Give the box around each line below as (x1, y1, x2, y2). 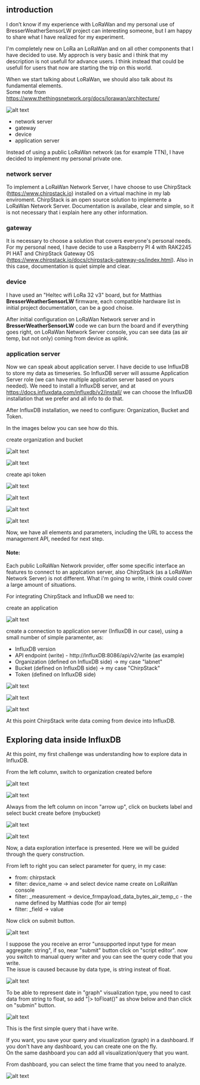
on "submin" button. (6, 1002, 56, 1009)
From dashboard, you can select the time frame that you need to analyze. (6, 1061, 187, 1068)
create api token (6, 471, 47, 478)
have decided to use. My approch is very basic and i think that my (6, 51, 168, 59)
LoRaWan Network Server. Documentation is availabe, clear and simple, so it (6, 203, 194, 210)
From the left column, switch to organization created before (6, 769, 152, 776)
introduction (6, 5, 54, 15)
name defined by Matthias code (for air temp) (14, 900, 127, 907)
